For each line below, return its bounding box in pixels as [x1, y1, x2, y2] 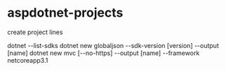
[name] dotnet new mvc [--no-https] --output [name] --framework [7, 49, 200, 57]
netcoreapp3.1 [7, 56, 48, 64]
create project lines [7, 28, 63, 36]
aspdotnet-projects [7, 5, 124, 21]
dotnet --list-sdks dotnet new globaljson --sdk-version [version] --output [7, 41, 219, 49]
